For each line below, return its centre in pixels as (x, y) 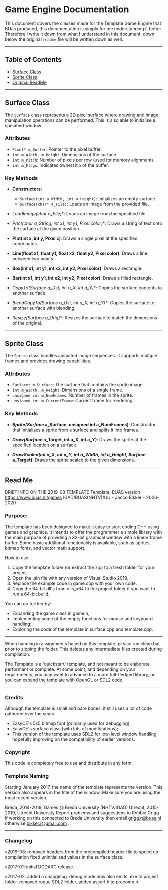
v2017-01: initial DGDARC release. (40, 867)
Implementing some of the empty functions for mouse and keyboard (83, 618)
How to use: (17, 558)
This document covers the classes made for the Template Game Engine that (83, 23)
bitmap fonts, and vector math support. (45, 548)
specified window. (24, 125)
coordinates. (25, 244)
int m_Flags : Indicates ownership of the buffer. (61, 165)
